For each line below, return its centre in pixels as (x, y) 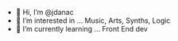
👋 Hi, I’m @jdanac (44, 12)
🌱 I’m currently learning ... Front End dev (82, 29)
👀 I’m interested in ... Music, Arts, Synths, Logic (93, 20)
